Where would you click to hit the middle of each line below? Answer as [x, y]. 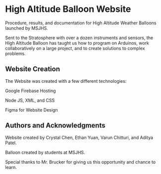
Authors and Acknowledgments [55, 126]
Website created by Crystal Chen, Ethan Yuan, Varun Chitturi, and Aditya [79, 137]
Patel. [11, 143]
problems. [15, 54]
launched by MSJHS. [27, 28]
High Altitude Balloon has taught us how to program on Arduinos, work [77, 43]
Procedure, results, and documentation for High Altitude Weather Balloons [81, 23]
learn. [11, 167]
